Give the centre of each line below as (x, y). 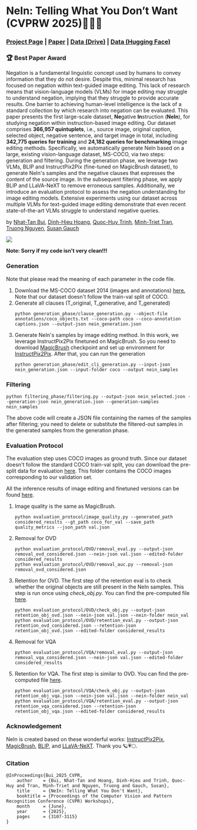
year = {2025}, (42, 811)
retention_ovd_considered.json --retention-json (75, 626)
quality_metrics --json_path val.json (62, 528)
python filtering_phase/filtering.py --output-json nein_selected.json (96, 396)
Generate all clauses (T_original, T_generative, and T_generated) (92, 303)
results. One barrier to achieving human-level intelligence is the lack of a (94, 104)
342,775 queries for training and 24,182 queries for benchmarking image (97, 142)
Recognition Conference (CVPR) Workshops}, (60, 801)
